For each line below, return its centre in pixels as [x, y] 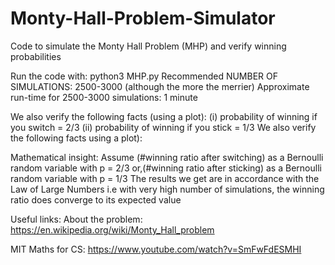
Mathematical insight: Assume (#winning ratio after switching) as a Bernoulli [167, 157]
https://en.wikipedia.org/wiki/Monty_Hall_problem [112, 229]
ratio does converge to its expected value [96, 199]
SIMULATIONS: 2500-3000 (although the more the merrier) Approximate [160, 86]
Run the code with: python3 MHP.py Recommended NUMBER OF [144, 76]
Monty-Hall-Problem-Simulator [143, 18]
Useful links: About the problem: [76, 219]
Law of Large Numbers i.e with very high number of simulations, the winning [167, 189]
